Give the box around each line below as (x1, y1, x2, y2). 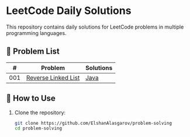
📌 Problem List (6, 47, 60, 57)
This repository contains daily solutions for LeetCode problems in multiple (6, 23, 184, 30)
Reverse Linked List (26, 73, 80, 82)
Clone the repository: (14, 109, 66, 116)
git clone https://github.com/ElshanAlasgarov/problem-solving (14, 120, 172, 126)
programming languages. (6, 29, 67, 36)
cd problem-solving (14, 125, 63, 132)
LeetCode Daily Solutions (6, 4, 132, 17)
